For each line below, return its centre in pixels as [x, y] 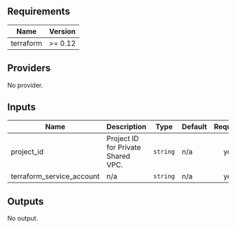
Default [194, 127]
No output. [23, 218]
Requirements [39, 12]
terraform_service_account [55, 176]
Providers [29, 68]
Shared [118, 156]
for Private [124, 148]
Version [62, 31]
